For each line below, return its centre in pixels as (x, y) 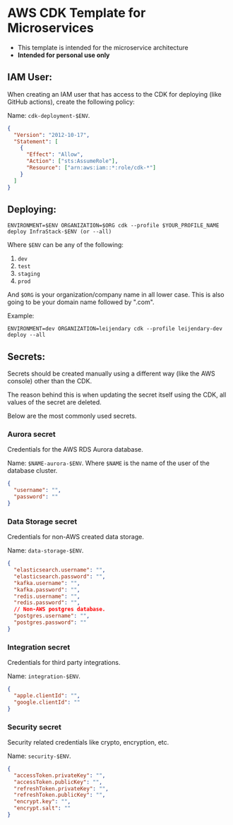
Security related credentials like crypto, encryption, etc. (88, 742)
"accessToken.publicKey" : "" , (58, 782)
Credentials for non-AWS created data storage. (76, 537)
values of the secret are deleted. (55, 402)
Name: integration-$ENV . (44, 676)
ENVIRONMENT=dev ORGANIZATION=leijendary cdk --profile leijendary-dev (115, 329)
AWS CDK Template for (77, 13)
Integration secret (39, 647)
